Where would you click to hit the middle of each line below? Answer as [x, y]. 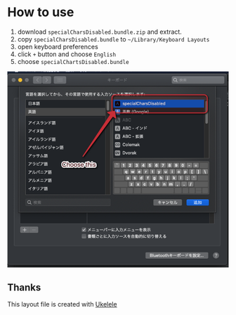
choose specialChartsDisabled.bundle [73, 61]
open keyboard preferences [58, 46]
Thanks [24, 287]
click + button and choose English [67, 54]
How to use [41, 12]
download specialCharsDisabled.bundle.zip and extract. [100, 32]
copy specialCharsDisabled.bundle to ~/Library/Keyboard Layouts [113, 39]
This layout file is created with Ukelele [62, 304]
